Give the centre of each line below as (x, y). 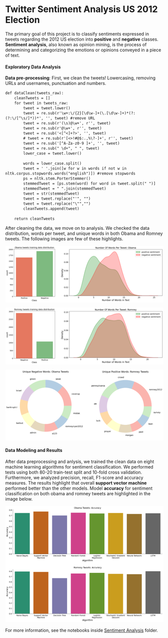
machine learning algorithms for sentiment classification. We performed (79, 467)
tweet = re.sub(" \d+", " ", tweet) (61, 149)
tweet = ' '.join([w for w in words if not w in (75, 169)
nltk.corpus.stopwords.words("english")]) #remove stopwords (70, 174)
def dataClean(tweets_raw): (35, 93)
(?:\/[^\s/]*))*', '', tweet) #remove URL (50, 118)
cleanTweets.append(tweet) (51, 209)
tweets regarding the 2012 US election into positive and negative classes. (82, 39)
